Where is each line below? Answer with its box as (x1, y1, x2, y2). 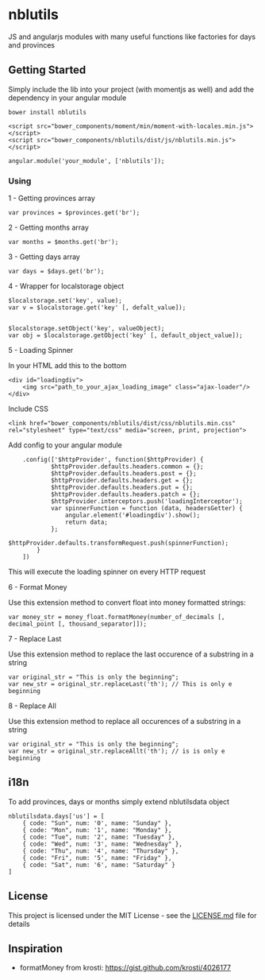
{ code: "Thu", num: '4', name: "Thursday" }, (22, 846, 179, 855)
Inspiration (8, 942, 63, 955)
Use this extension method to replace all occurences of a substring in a (8, 717, 241, 726)
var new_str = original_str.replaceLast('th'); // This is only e (8, 680, 232, 688)
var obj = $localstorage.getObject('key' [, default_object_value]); (8, 331, 244, 339)
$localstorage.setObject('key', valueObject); (8, 324, 165, 333)
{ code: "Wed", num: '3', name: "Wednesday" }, (22, 840, 182, 848)
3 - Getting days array (8, 252, 81, 261)
